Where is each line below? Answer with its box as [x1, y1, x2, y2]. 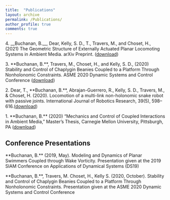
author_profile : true [5, 21, 51, 27]
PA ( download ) [5, 124, 37, 130]
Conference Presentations [5, 138, 90, 148]
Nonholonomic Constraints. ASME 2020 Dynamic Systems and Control [5, 72, 153, 78]
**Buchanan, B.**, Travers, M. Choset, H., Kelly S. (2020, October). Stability [5, 173, 164, 179]
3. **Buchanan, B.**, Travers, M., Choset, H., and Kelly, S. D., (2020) [5, 61, 149, 67]
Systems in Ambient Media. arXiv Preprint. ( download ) [5, 51, 119, 58]
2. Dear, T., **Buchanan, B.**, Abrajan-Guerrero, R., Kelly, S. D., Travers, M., [5, 87, 165, 93]
